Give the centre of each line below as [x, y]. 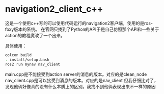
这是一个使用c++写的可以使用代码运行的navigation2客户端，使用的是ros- [79, 23]
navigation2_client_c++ [54, 9]
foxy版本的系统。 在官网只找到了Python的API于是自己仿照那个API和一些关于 [82, 29]
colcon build [18, 55]
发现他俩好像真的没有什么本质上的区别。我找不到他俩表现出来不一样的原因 [80, 86]
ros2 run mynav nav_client [33, 64]
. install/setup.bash [27, 60]
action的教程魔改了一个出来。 [35, 35]
